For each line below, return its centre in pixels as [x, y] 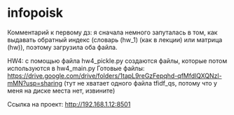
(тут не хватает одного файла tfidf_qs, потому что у [140, 83]
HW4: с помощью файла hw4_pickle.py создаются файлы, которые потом [117, 60]
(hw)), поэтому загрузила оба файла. [62, 47]
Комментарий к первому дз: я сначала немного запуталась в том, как [112, 32]
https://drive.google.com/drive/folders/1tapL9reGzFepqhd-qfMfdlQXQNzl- [115, 76]
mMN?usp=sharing [35, 83]
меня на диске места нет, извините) [61, 90]
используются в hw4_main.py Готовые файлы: [76, 68]
